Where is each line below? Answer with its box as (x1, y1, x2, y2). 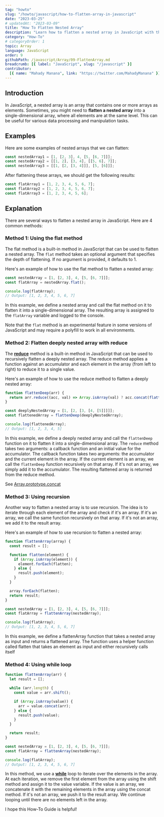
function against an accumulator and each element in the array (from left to (5, 361, 156, 367)
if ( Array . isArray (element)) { (14, 557, 78, 562)
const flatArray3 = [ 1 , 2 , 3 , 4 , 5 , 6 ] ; (5, 191, 89, 196)
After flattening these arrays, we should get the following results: (5, 172, 136, 178)
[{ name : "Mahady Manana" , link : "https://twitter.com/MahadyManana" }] (9, 71, 161, 76)
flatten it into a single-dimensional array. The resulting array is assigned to (5, 307, 155, 313)
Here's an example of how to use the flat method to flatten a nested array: (5, 265, 154, 272)
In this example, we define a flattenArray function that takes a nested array (5, 633, 155, 639)
